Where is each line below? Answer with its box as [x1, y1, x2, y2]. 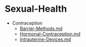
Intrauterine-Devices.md [19, 36, 71, 42]
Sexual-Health [5, 3, 67, 15]
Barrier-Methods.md [19, 25, 63, 31]
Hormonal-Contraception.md [19, 31, 81, 37]
